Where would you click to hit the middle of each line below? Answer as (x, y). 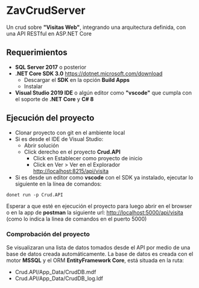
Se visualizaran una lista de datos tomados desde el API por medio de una (98, 247)
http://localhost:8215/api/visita (71, 171)
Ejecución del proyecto (50, 118)
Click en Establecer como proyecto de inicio (88, 158)
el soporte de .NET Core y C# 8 (54, 99)
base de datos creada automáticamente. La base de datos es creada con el (100, 254)
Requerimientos (37, 53)
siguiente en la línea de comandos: (58, 184)
